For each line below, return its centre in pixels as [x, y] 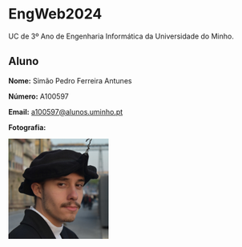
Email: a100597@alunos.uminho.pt [66, 111]
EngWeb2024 [55, 14]
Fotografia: [27, 127]
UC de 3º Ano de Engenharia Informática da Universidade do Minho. [121, 36]
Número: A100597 [39, 96]
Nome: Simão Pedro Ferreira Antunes [70, 80]
